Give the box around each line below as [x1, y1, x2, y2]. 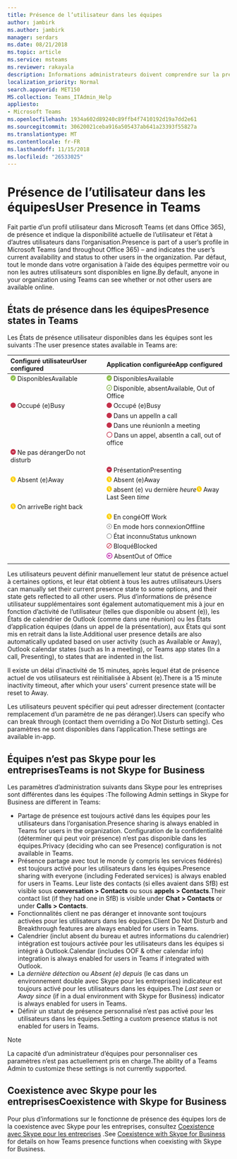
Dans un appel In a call [113, 411, 178, 420]
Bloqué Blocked [113, 542, 157, 551]
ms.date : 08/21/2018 [7, 41, 68, 49]
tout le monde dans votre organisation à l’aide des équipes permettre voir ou [7, 260, 229, 269]
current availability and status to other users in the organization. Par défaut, [7, 253, 227, 262]
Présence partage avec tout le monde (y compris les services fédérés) [17, 856, 223, 866]
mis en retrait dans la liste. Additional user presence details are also [7, 630, 202, 639]
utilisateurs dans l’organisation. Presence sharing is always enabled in [17, 819, 219, 827]
